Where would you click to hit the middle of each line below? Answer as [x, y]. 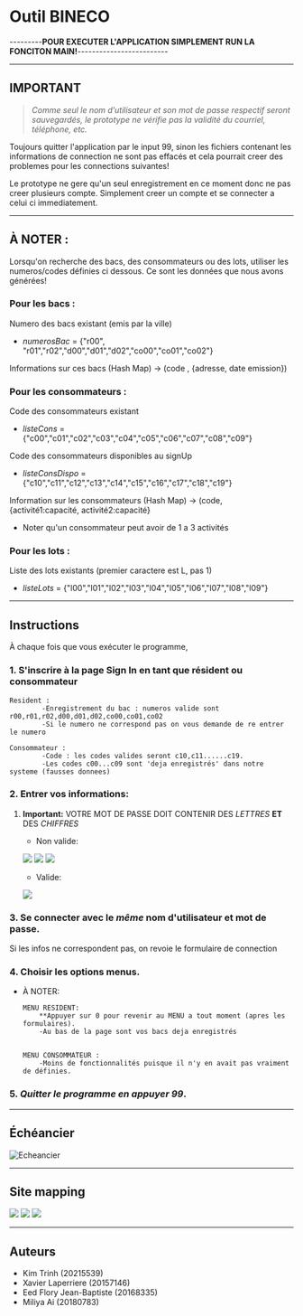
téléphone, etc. [59, 129]
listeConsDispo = [54, 474]
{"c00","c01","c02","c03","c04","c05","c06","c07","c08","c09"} [137, 438]
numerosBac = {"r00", [64, 341]
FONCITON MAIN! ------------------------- [89, 51]
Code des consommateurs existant [74, 411]
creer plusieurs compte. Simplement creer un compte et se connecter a [142, 193]
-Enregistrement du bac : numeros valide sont [131, 708]
